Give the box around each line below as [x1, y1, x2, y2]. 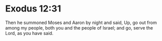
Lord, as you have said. [5, 30, 54, 36]
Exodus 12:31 [5, 3, 62, 14]
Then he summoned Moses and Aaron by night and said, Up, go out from [5, 19, 157, 25]
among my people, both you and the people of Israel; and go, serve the [5, 24, 153, 30]
